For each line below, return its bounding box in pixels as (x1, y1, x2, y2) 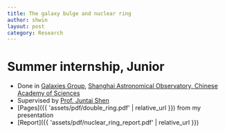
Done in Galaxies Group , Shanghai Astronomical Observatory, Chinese (17, 82, 218, 90)
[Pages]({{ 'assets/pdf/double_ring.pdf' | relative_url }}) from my (17, 104, 201, 112)
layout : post (7, 23, 45, 30)
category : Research (7, 29, 64, 37)
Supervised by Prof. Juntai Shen (17, 96, 109, 105)
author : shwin (7, 17, 48, 23)
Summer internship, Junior (7, 59, 165, 74)
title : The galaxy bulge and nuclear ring (7, 10, 132, 17)
